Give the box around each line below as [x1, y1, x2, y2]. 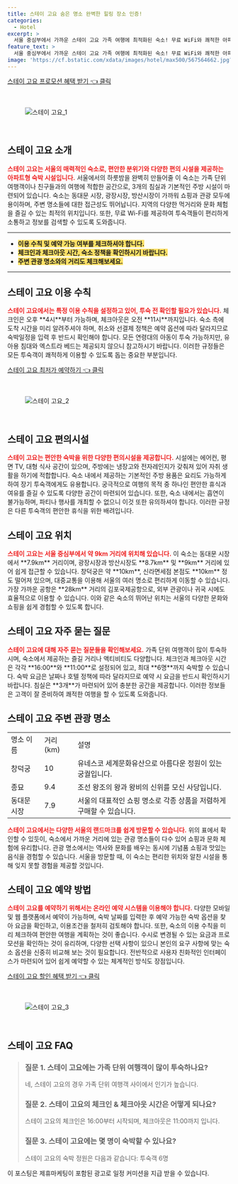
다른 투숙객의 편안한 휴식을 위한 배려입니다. [14, 507, 135, 515]
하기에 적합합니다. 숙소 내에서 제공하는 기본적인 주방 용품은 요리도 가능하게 [20, 471, 227, 480]
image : [7, 57, 27, 64]
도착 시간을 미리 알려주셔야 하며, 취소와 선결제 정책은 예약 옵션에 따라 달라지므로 [7, 324, 229, 333]
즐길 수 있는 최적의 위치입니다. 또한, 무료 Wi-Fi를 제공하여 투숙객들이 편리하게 [14, 208, 229, 217]
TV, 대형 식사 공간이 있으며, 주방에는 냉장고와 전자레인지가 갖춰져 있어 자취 [14, 462, 221, 471]
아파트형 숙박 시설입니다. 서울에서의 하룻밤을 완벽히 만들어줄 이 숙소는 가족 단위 [7, 173, 227, 181]
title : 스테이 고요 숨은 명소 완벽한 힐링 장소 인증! [7, 10, 143, 18]
